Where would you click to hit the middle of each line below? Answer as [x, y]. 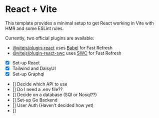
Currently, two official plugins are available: [50, 38]
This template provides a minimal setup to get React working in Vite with [79, 23]
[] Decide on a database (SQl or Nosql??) [55, 95]
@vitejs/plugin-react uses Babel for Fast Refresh [62, 47]
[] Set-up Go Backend [35, 100]
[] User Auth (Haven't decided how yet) [53, 105]
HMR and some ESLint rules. [34, 28]
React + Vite [31, 9]
